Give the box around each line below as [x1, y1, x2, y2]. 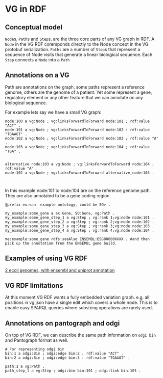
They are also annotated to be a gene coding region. [5, 192, 111, 198]
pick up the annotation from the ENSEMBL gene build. [5, 241, 117, 246]
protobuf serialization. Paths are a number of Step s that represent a [5, 47, 140, 52]
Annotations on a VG [5, 71, 70, 80]
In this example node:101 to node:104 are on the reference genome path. [5, 188, 151, 193]
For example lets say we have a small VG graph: [5, 109, 102, 115]
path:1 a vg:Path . [5, 364, 45, 369]
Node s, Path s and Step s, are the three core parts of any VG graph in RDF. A [5, 36, 155, 42]
